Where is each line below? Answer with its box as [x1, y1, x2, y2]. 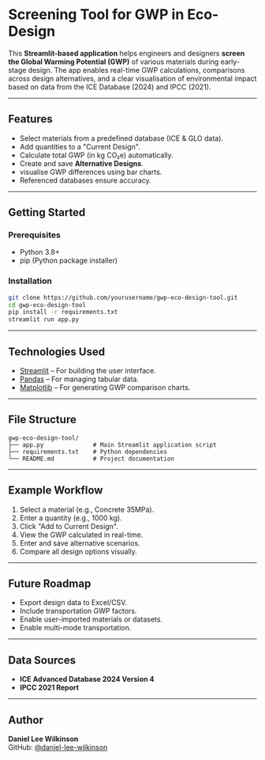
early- [220, 57, 241, 66]
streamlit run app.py [8, 316, 80, 323]
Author [8, 713, 43, 727]
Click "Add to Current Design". [19, 521, 118, 531]
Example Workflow [8, 484, 103, 497]
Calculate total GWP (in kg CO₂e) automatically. [19, 150, 174, 160]
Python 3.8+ [19, 248, 61, 257]
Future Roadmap [8, 577, 91, 591]
